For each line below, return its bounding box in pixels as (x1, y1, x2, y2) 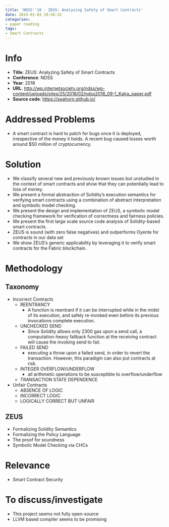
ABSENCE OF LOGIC (20, 387, 63, 393)
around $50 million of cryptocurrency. (12, 141, 92, 147)
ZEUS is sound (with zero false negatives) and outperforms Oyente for (12, 229, 159, 235)
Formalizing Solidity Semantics (12, 426, 77, 432)
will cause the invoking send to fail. (27, 339, 101, 345)
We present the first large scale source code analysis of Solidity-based (12, 218, 160, 224)
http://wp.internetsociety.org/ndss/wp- (24, 85, 105, 91)
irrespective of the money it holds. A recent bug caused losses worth (12, 136, 156, 142)
